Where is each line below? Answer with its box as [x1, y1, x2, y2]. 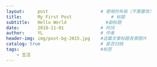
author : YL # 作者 [6, 30, 115, 36]
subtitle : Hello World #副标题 [6, 19, 122, 25]
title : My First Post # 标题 [6, 14, 125, 20]
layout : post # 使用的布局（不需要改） [6, 8, 154, 15]
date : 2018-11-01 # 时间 [6, 24, 115, 31]
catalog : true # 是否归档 [6, 41, 124, 47]
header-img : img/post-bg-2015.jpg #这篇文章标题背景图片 [6, 36, 147, 41]
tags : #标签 [6, 47, 112, 52]
